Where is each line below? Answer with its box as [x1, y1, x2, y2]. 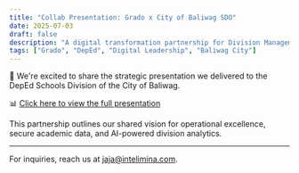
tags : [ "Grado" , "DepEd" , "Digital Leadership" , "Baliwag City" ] [9, 46, 257, 55]
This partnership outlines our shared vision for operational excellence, [9, 119, 266, 129]
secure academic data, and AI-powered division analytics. [9, 128, 222, 139]
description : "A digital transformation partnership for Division [9, 37, 261, 47]
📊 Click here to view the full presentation [9, 98, 161, 109]
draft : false [9, 29, 58, 38]
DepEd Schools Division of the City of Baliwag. [9, 80, 181, 91]
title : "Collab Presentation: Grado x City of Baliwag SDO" [9, 12, 238, 22]
